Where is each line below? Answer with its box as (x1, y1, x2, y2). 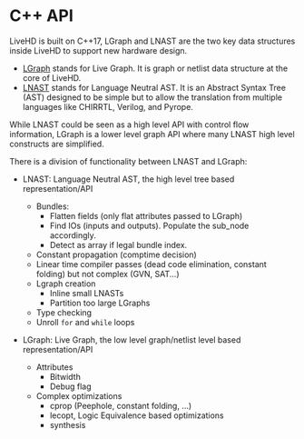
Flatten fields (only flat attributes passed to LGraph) (49, 210, 243, 221)
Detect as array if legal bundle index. (49, 239, 188, 250)
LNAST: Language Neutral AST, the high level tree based (22, 174, 235, 185)
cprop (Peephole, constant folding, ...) (49, 400, 192, 411)
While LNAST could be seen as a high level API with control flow (9, 119, 250, 130)
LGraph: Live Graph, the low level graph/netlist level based (22, 334, 241, 345)
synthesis (49, 419, 86, 430)
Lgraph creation (35, 278, 96, 289)
